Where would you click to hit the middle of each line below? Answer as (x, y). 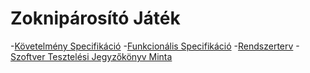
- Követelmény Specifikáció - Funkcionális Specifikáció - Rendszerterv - (155, 46)
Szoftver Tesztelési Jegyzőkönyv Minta (91, 56)
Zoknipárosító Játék (95, 18)
